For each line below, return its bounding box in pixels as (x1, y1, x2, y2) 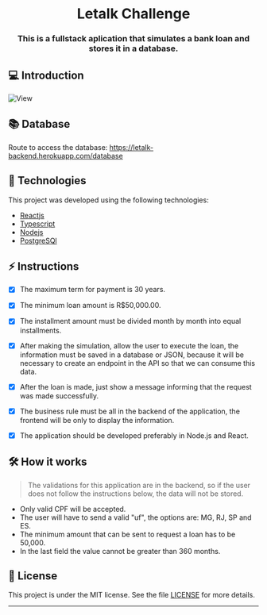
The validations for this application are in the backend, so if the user (27, 480, 251, 490)
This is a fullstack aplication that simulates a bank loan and (17, 33, 250, 44)
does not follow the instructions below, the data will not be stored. (27, 489, 244, 498)
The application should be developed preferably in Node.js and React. (19, 430, 249, 440)
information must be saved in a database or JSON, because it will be (19, 350, 245, 359)
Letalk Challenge (76, 5, 191, 23)
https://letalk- (109, 142, 153, 152)
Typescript (19, 219, 56, 229)
